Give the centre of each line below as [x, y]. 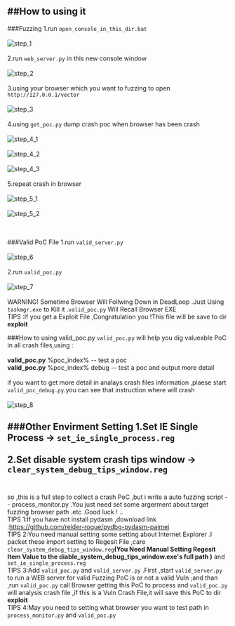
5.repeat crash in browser [45, 184]
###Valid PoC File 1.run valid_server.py [66, 242]
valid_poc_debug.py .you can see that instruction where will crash [101, 389]
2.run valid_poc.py [35, 272]
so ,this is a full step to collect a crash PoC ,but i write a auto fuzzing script [115, 497]
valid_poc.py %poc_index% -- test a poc [67, 360]
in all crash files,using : [40, 345]
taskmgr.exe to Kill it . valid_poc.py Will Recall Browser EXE [92, 309]
